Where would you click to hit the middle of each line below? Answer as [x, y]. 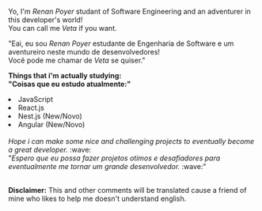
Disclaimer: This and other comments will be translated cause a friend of [127, 190]
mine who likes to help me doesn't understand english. [97, 198]
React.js [32, 107]
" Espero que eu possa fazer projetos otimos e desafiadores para [114, 158]
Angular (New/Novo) [52, 124]
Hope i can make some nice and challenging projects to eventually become [131, 141]
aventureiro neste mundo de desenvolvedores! [84, 52]
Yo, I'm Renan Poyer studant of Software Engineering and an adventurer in [130, 11]
